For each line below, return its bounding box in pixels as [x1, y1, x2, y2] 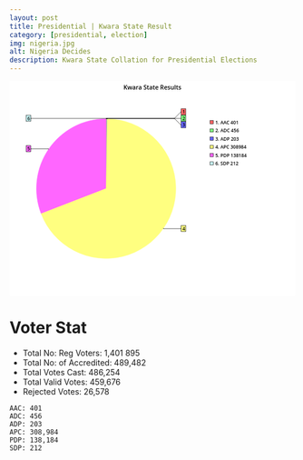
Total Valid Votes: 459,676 [22, 376, 121, 387]
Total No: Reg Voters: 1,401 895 [22, 347, 141, 358]
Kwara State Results [122, 83, 182, 92]
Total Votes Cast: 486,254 [22, 366, 121, 377]
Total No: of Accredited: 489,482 [22, 356, 147, 368]
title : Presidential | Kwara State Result [9, 22, 172, 31]
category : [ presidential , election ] [9, 30, 148, 39]
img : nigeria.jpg [9, 38, 75, 48]
